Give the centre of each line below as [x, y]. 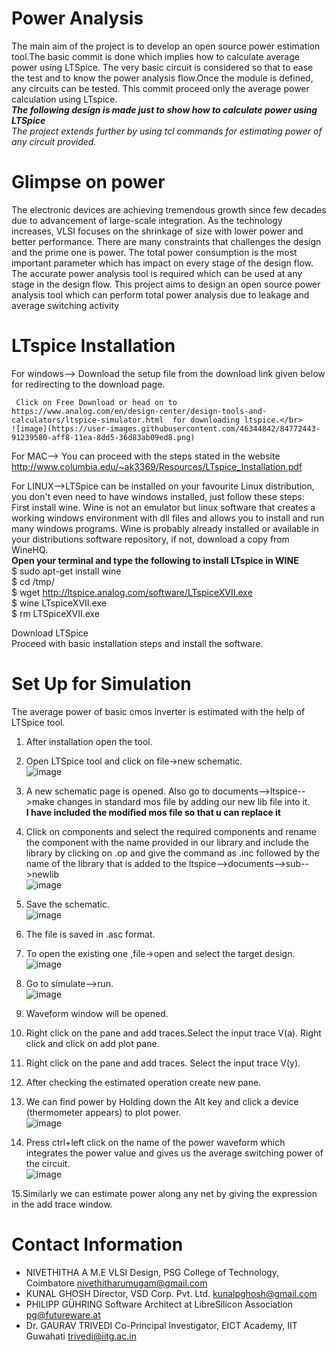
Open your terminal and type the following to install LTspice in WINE [155, 560]
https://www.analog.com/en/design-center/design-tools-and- [139, 411]
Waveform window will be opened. [97, 1013]
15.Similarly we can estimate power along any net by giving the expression [164, 1193]
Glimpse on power [88, 182]
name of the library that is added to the [106, 863]
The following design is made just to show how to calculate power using [164, 109]
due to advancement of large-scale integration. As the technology [147, 220]
